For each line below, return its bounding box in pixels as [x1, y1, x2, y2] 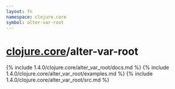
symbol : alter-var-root [6, 19, 64, 25]
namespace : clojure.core [6, 14, 67, 20]
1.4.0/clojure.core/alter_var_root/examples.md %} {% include [6, 70, 153, 77]
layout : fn [6, 8, 33, 15]
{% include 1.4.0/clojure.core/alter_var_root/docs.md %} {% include [6, 64, 170, 71]
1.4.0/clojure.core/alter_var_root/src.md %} [6, 77, 109, 84]
